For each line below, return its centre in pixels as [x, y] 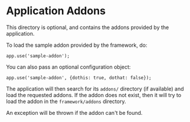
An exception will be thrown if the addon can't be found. [74, 113]
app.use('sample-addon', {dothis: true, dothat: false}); [79, 78]
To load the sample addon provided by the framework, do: [77, 45]
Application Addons [56, 11]
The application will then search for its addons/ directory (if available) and [95, 89]
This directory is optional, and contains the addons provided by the [88, 27]
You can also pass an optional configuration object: [68, 67]
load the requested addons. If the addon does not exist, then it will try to [94, 95]
